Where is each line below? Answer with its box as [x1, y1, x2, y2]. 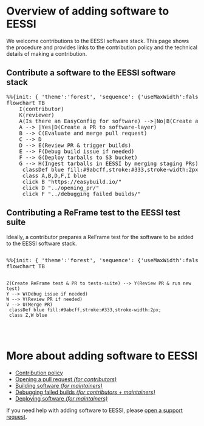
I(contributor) [19, 105, 64, 112]
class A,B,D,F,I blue [22, 172, 87, 179]
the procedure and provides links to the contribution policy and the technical [6, 44, 197, 51]
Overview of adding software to [6, 4, 169, 18]
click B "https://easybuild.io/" [22, 178, 122, 185]
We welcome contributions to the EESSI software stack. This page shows [6, 37, 189, 44]
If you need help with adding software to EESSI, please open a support [6, 407, 183, 414]
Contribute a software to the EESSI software [6, 68, 176, 78]
